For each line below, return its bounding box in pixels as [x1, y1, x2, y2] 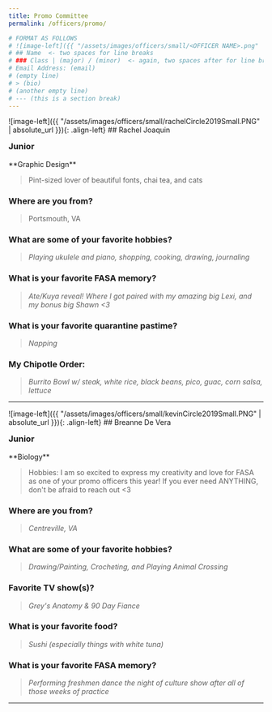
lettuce [28, 386, 52, 396]
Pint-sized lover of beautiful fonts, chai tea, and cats [28, 175, 203, 185]
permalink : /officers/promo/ [8, 19, 107, 28]
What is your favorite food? [8, 621, 118, 633]
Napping [28, 338, 58, 348]
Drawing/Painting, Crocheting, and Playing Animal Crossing [28, 562, 228, 572]
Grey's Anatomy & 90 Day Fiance [28, 601, 140, 611]
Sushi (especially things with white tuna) [28, 639, 164, 649]
